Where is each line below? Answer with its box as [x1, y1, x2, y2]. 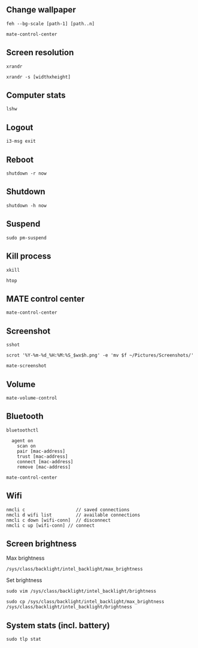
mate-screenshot [6, 363, 47, 369]
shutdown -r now [6, 170, 47, 176]
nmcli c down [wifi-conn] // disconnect [6, 517, 111, 523]
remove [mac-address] [17, 464, 71, 470]
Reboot [6, 154, 34, 164]
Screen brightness [6, 538, 77, 548]
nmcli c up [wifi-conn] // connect [6, 522, 95, 529]
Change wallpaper [6, 5, 76, 15]
